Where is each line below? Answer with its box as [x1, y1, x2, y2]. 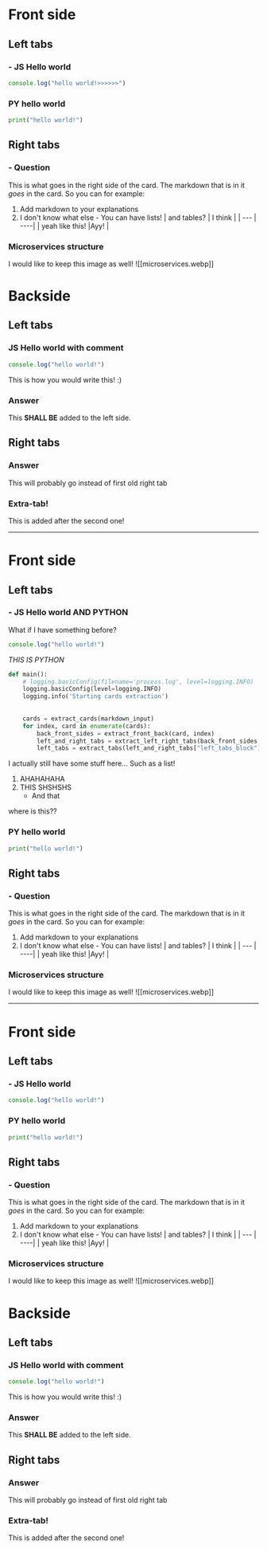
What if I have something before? [8, 625, 117, 634]
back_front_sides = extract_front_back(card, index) [37, 729, 215, 738]
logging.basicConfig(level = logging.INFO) [22, 685, 161, 693]
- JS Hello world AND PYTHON [8, 607, 129, 618]
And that [31, 791, 60, 801]
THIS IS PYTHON [8, 655, 65, 665]
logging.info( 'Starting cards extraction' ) [22, 692, 169, 700]
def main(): [8, 670, 48, 678]
